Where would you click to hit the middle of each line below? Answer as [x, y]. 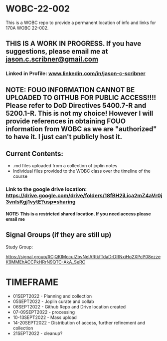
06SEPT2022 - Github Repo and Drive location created [69, 306]
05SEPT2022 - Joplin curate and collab [53, 301]
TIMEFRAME [32, 282]
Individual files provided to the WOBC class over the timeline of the [82, 171]
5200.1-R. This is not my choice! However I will [80, 113]
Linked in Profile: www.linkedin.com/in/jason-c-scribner [76, 74]
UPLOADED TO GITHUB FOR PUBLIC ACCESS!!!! [81, 97]
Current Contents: [35, 154]
